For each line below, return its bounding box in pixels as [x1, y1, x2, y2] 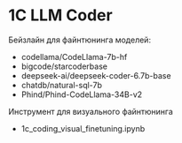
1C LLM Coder [8, 5, 113, 26]
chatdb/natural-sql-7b [20, 79, 103, 90]
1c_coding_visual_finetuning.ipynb [20, 123, 146, 133]
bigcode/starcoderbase [20, 61, 108, 71]
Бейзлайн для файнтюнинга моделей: [8, 34, 152, 45]
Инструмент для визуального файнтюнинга [8, 106, 174, 117]
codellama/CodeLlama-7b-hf [20, 51, 128, 62]
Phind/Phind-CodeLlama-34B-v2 [20, 89, 143, 100]
